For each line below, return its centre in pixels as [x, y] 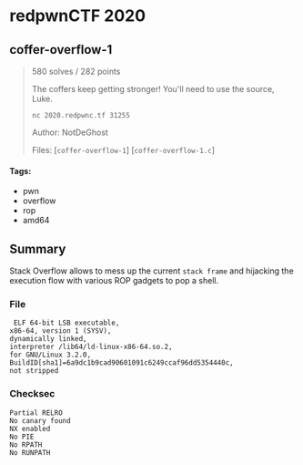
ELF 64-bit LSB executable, [66, 323]
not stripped [34, 371]
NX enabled [30, 429]
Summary [38, 248]
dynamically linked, [49, 339]
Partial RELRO [36, 413]
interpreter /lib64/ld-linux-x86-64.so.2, [91, 347]
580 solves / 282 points [76, 71]
